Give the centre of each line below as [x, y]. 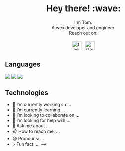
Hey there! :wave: [83, 9]
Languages [23, 65]
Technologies [27, 93]
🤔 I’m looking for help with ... [41, 120]
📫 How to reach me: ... [36, 131]
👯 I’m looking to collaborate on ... [46, 115]
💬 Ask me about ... [31, 126]
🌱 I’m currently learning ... [39, 110]
